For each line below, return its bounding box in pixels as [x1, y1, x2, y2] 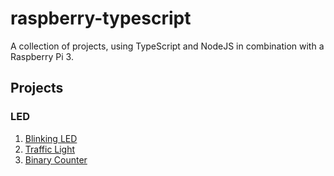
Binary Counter [24, 153, 88, 166]
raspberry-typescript [10, 7, 192, 30]
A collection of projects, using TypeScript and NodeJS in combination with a [10, 40, 325, 52]
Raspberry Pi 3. [10, 50, 74, 62]
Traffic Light [24, 143, 76, 155]
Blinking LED [24, 132, 78, 144]
